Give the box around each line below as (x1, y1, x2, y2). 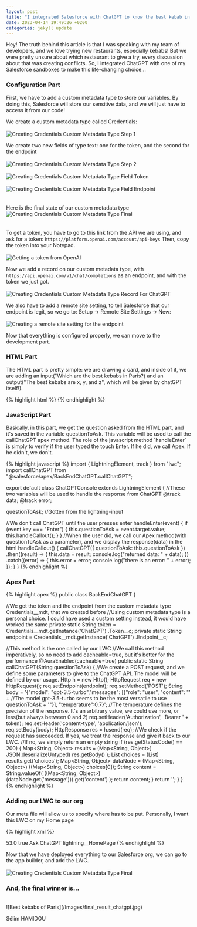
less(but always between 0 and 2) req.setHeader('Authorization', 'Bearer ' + (6, 714, 189, 721)
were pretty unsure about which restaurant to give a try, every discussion (6, 53, 184, 60)
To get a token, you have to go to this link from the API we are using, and (6, 229, 182, 236)
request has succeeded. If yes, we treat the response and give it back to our (6, 732, 191, 740)
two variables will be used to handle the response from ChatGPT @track (6, 491, 181, 498)
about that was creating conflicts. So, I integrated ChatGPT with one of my (6, 60, 186, 67)
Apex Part (6, 578, 35, 586)
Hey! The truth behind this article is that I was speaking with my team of (6, 41, 180, 48)
